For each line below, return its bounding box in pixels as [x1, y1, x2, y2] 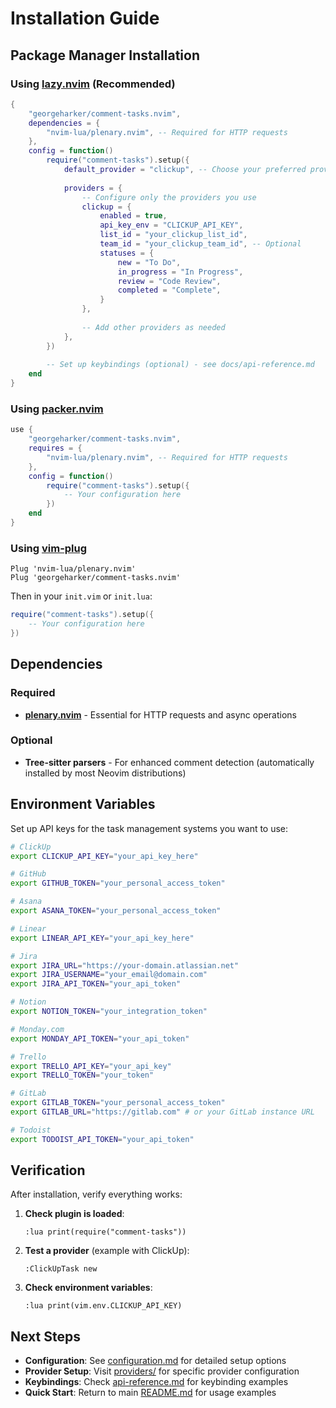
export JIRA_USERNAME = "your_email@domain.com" [10, 970, 208, 980]
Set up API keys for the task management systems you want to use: [10, 822, 289, 834]
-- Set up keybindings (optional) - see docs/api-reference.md [46, 360, 315, 370]
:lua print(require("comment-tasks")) [24, 1227, 187, 1237]
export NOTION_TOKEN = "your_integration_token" [10, 1007, 208, 1017]
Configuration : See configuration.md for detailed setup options [24, 1355, 287, 1367]
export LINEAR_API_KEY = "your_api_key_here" [10, 933, 195, 943]
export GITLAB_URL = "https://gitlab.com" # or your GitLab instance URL [10, 1107, 315, 1117]
